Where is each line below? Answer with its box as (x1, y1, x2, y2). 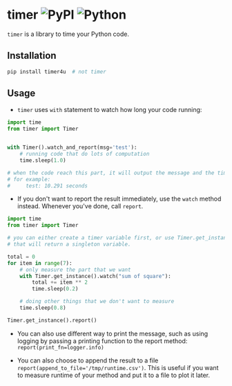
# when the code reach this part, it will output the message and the (7, 169, 215, 176)
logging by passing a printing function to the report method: (17, 336, 188, 345)
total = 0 (7, 253, 36, 260)
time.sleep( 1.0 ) (19, 156, 67, 164)
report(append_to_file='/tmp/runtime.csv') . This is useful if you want (17, 363, 219, 371)
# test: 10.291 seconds (7, 182, 88, 190)
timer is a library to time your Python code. (7, 30, 130, 38)
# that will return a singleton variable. (7, 241, 131, 248)
